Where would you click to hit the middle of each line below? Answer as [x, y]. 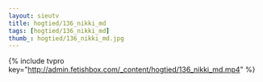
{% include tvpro [36, 61]
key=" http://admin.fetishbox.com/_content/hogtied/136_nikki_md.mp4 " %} [132, 70]
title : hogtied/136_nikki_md [57, 23]
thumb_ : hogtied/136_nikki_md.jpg [67, 38]
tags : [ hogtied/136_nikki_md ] [59, 31]
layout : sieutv [34, 16]
